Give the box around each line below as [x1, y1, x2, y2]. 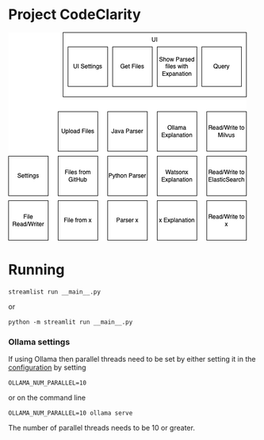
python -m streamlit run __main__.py [8, 318, 133, 326]
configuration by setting [8, 362, 86, 373]
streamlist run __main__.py [8, 287, 101, 296]
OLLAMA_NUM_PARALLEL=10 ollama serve [8, 409, 133, 417]
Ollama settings [8, 336, 71, 347]
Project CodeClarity [8, 6, 141, 24]
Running [8, 261, 65, 279]
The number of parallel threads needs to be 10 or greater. [8, 423, 196, 433]
